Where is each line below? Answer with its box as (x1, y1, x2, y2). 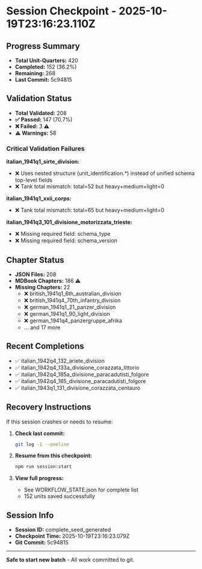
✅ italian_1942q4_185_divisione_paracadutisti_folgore (14, 377, 146, 384)
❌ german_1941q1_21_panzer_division (23, 303, 116, 310)
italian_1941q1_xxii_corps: (6, 195, 72, 202)
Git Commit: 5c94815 (14, 539, 69, 546)
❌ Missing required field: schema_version (14, 237, 117, 244)
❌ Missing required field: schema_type (14, 230, 111, 238)
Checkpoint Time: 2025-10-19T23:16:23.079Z (14, 532, 130, 540)
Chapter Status (6, 254, 64, 265)
